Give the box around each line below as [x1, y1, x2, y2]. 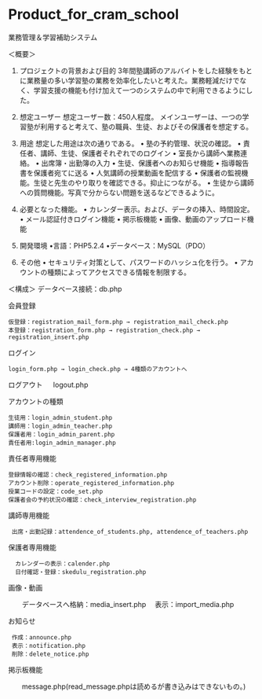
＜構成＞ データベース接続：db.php [8, 284, 122, 293]
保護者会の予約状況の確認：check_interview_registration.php [8, 495, 197, 504]
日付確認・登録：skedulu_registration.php [15, 568, 147, 576]
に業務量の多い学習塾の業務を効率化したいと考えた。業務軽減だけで [19, 75, 240, 85]
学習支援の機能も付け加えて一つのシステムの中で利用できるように [33, 85, 246, 95]
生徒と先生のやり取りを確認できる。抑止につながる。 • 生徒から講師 [33, 178, 255, 187]
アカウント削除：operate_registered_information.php [8, 479, 175, 487]
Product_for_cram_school [8, 6, 179, 24]
